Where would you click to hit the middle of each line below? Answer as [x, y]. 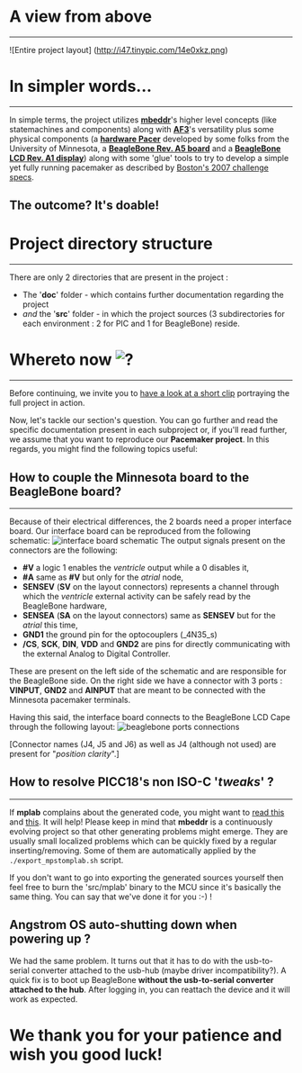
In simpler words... [81, 86]
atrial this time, [50, 625]
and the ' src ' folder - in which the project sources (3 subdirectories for [154, 314]
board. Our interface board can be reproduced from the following [130, 531]
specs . [22, 176]
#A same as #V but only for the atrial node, [103, 577]
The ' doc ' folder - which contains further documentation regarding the [153, 295]
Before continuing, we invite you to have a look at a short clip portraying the [150, 393]
